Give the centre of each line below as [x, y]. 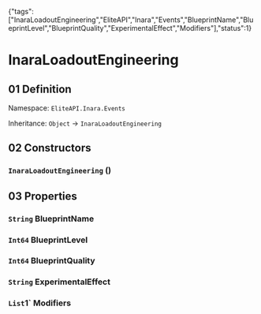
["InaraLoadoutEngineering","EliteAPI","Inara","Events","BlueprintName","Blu [131, 20]
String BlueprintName [51, 219]
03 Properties [43, 196]
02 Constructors [50, 148]
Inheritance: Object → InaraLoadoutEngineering [85, 123]
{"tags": [21, 11]
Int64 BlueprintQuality [52, 261]
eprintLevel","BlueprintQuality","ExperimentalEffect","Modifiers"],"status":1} [130, 28]
